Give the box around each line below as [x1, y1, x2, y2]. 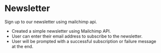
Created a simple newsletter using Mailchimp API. [11, 28, 111, 34]
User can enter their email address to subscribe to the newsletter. [11, 33, 143, 39]
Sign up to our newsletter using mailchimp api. [4, 19, 97, 25]
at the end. [11, 43, 33, 49]
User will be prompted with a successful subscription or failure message [11, 38, 157, 44]
